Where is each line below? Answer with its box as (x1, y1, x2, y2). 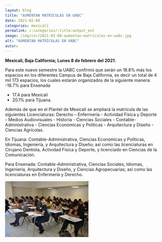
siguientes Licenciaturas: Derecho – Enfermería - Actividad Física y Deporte (5, 112, 157, 117)
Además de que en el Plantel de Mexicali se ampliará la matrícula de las (5, 106, 148, 112)
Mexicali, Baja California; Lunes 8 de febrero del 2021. (5, 57, 116, 63)
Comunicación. (5, 152, 36, 158)
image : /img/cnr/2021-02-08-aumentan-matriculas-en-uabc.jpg (5, 33, 132, 38)
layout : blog (5, 8, 32, 13)
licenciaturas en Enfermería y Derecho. (5, 171, 84, 177)
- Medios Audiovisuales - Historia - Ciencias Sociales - (5, 116, 115, 122)
